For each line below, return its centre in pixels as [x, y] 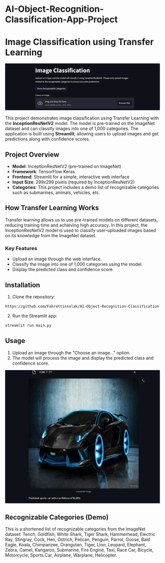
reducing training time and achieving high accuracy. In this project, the [76, 225]
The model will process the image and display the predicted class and [83, 358]
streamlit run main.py [28, 325]
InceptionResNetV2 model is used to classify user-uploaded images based [81, 230]
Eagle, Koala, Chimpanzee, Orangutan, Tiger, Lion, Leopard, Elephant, [76, 545]
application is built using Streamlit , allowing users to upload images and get [82, 134]
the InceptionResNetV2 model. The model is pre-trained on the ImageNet [80, 124]
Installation [23, 285]
